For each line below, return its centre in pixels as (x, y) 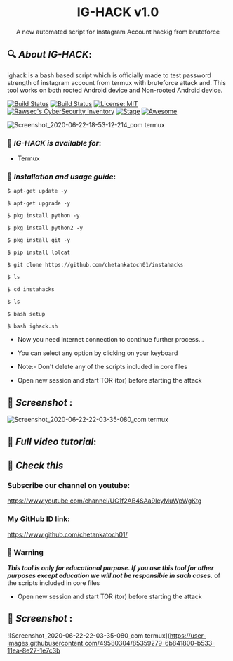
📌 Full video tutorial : (52, 441)
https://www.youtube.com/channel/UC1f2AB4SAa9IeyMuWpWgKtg (105, 501)
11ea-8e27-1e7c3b (34, 650)
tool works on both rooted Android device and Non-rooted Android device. (115, 90)
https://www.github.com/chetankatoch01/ (67, 534)
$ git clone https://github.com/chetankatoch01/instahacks (95, 265)
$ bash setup (26, 314)
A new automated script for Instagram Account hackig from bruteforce (118, 32)
